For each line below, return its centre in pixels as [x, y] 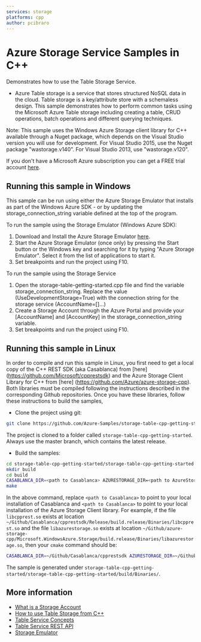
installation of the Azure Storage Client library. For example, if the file [91, 510]
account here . [23, 168]
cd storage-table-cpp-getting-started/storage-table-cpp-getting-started [100, 464]
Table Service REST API [44, 626]
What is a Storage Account [48, 607]
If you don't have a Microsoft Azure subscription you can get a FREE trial [96, 161]
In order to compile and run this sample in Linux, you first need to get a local [100, 363]
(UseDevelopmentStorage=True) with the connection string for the [97, 298]
